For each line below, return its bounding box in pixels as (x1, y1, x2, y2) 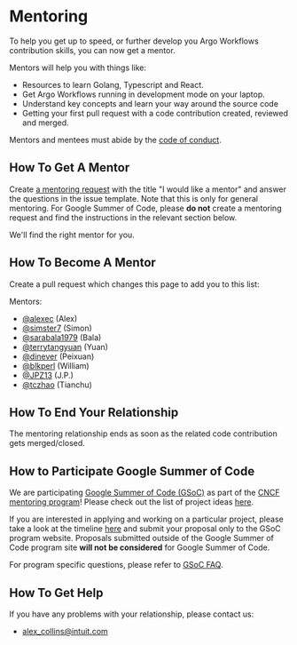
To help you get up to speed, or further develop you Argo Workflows (9, 36, 259, 46)
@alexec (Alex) (21, 313, 78, 323)
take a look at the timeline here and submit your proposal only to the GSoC (9, 523, 281, 534)
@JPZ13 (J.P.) (21, 370, 74, 380)
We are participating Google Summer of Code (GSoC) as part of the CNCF (9, 487, 280, 498)
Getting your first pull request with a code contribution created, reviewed (21, 107, 289, 118)
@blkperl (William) (21, 360, 90, 370)
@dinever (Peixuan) (21, 351, 95, 362)
